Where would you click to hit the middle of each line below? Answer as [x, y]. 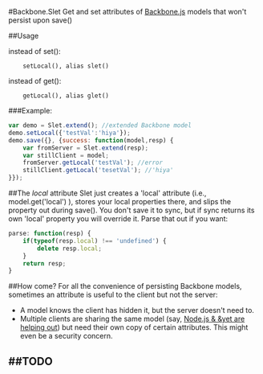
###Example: [30, 111]
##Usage [24, 36]
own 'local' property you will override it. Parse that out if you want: [118, 219]
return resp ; [45, 263]
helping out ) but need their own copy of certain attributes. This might [134, 327]
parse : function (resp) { [50, 233]
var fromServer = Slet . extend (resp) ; [86, 148]
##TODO [31, 361]
